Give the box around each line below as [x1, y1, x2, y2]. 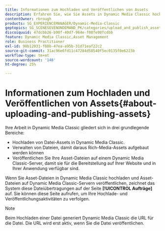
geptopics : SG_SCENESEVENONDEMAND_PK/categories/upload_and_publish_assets [5, 26, 164, 30]
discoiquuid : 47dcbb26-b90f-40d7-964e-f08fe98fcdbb [5, 30, 113, 35]
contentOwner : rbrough [5, 16, 52, 21]
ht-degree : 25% [5, 62, 36, 67]
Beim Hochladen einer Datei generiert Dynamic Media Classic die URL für [5, 215, 154, 221]
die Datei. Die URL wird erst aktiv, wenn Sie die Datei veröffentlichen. [5, 220, 144, 226]
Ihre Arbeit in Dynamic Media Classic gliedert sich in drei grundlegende [5, 125, 149, 131]
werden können [12, 150, 44, 156]
